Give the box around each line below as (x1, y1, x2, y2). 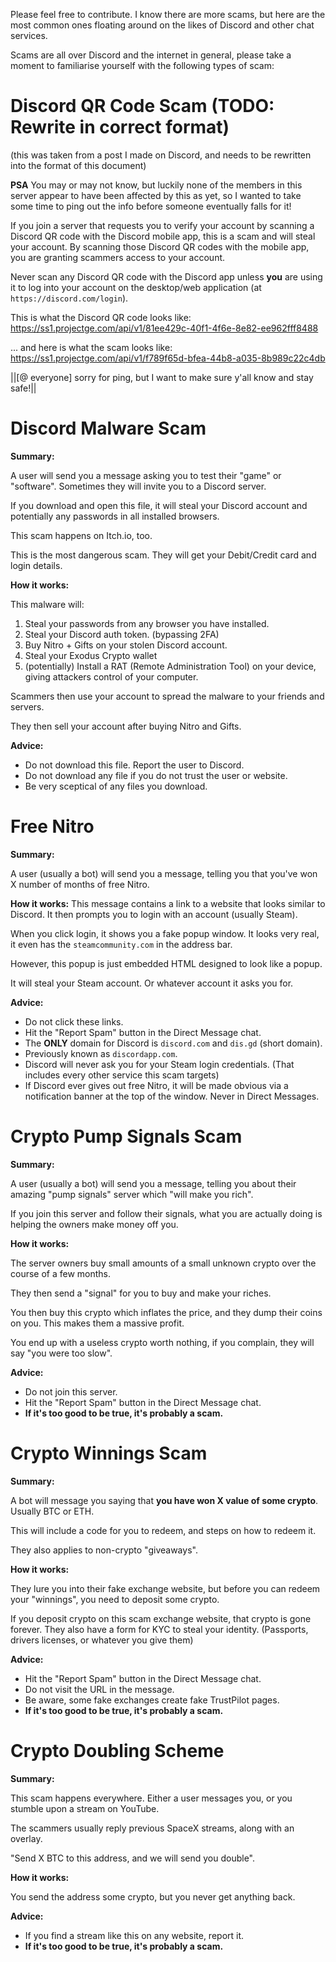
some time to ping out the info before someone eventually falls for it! (10, 200, 292, 212)
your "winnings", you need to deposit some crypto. (10, 1593, 220, 1605)
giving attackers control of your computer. (24, 670, 199, 683)
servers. (10, 700, 45, 713)
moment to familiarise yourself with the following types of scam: (10, 60, 275, 71)
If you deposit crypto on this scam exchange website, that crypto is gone (10, 1612, 312, 1624)
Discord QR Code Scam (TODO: (10, 95, 275, 118)
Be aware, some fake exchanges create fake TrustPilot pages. (24, 1694, 280, 1706)
